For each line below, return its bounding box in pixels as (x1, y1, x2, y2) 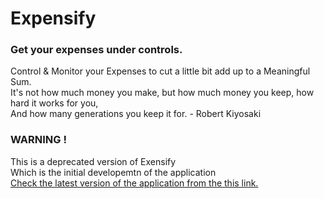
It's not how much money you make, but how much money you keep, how (10, 87, 315, 99)
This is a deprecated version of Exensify (10, 155, 177, 167)
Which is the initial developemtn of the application (10, 166, 217, 178)
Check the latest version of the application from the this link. (10, 177, 259, 189)
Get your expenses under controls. (10, 43, 183, 57)
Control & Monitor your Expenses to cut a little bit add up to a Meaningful (10, 65, 311, 77)
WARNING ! (10, 133, 67, 147)
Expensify (10, 7, 97, 30)
